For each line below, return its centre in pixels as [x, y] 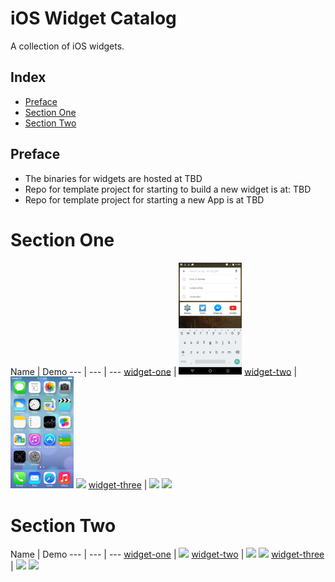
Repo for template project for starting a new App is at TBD [144, 199]
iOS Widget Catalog [93, 18]
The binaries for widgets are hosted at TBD [113, 178]
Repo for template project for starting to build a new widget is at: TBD [168, 189]
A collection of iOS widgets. [67, 46]
